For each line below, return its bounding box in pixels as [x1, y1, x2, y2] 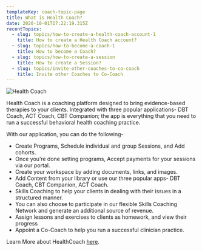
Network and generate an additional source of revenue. [15, 207, 153, 215]
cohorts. [15, 149, 36, 156]
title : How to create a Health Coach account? [17, 37, 137, 43]
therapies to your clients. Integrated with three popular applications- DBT [6, 106, 189, 113]
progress [15, 220, 38, 227]
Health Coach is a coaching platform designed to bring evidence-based [6, 100, 186, 107]
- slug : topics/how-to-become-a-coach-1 [12, 43, 115, 49]
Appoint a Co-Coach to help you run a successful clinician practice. [15, 226, 184, 234]
